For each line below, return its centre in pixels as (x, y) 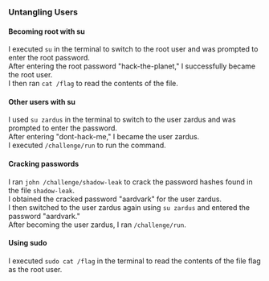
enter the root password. (49, 58)
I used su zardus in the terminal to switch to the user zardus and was (122, 120)
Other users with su (42, 101)
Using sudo (28, 243)
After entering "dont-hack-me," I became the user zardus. (104, 137)
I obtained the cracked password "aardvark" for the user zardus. (115, 199)
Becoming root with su (47, 31)
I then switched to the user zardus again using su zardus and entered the (129, 207)
